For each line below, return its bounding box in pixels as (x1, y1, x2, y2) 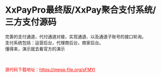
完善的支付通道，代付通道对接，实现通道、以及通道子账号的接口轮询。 (5, 34, 146, 39)
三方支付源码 (5, 17, 57, 28)
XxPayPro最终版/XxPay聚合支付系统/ (5, 4, 156, 16)
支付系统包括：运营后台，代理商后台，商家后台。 (5, 39, 103, 45)
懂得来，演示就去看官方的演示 (5, 46, 65, 52)
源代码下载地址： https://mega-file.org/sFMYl (5, 66, 96, 72)
